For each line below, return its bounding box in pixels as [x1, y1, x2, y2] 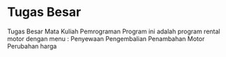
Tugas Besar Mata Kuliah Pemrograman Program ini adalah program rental [7, 27, 220, 35]
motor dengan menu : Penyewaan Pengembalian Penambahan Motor [7, 34, 205, 42]
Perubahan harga [7, 42, 57, 50]
